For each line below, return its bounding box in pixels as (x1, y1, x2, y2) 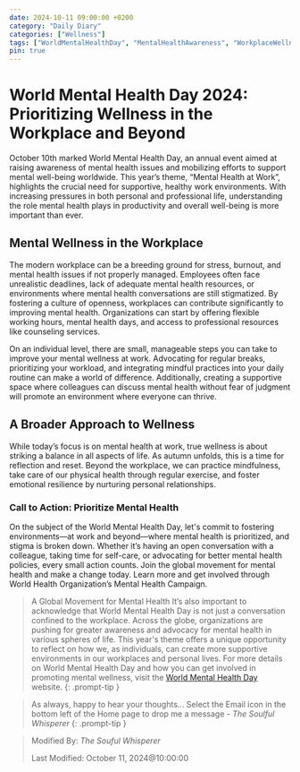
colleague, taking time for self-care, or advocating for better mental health (9, 550, 283, 561)
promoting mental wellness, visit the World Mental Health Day (30, 672, 258, 682)
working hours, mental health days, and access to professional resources (9, 316, 279, 327)
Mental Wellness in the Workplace (9, 236, 204, 251)
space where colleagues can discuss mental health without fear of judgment (9, 382, 291, 392)
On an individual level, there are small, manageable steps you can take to (9, 343, 278, 354)
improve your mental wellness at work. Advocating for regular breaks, (9, 353, 266, 364)
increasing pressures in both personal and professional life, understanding (9, 191, 283, 202)
